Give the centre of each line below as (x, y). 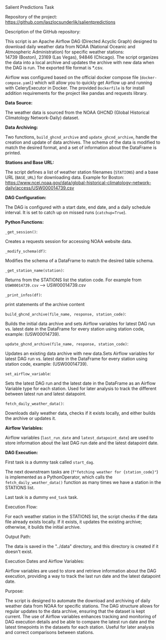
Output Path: (18, 537)
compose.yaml (19, 83)
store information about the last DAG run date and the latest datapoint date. (82, 443)
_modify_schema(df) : (26, 251)
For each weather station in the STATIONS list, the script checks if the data (81, 517)
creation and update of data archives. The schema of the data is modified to (83, 142)
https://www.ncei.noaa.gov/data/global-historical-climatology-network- (78, 183)
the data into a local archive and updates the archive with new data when (80, 62)
